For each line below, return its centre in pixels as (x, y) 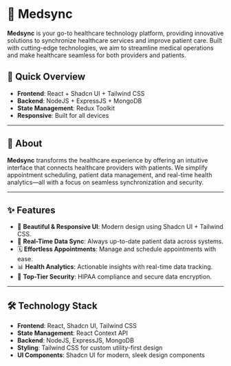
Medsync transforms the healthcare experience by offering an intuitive (108, 160)
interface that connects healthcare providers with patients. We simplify (108, 167)
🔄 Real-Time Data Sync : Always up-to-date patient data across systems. (120, 241)
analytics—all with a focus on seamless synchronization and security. (106, 182)
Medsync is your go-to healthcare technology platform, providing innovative (115, 33)
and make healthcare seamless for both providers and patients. (97, 55)
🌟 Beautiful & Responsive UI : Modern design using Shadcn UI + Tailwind (120, 227)
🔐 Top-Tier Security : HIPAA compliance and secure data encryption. (114, 277)
